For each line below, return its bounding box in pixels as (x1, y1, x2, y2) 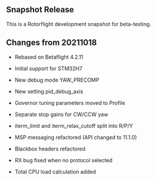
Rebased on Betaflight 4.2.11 (14, 53, 84, 60)
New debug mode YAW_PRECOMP (14, 76, 99, 83)
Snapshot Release (6, 5, 74, 15)
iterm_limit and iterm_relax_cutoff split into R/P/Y (14, 122, 133, 129)
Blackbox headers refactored (14, 145, 86, 152)
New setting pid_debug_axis (14, 88, 84, 95)
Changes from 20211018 (6, 38, 97, 48)
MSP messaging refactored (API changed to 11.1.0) (14, 133, 138, 141)
